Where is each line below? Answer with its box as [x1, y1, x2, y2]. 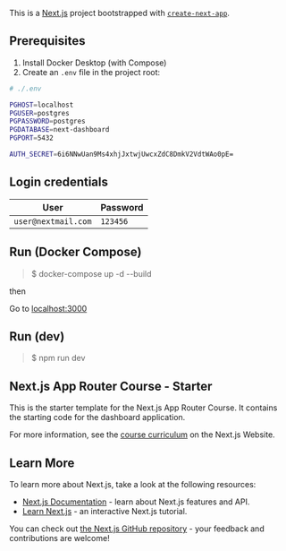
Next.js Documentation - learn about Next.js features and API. [21, 496, 250, 507]
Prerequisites [9, 33, 86, 48]
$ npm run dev [30, 353, 86, 364]
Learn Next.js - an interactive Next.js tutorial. [21, 506, 188, 516]
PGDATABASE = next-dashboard [9, 125, 110, 134]
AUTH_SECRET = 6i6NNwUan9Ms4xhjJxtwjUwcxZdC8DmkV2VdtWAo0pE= [9, 150, 234, 159]
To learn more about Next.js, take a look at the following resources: [9, 479, 257, 489]
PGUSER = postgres [9, 108, 70, 117]
